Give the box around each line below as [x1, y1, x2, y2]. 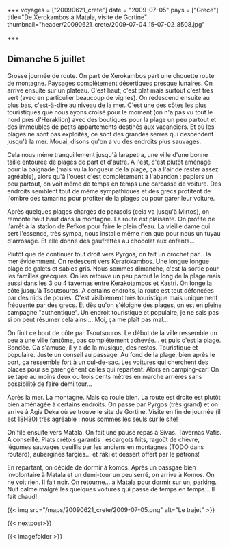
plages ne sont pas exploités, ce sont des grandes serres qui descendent [7, 130, 214, 138]
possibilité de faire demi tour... [7, 380, 92, 388]
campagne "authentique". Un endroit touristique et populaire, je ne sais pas [7, 308, 219, 316]
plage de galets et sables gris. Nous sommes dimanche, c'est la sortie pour [7, 264, 219, 273]
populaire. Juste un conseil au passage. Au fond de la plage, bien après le [7, 350, 215, 358]
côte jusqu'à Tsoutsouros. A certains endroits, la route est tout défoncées [7, 286, 214, 294]
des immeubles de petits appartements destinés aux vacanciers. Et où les [7, 123, 215, 131]
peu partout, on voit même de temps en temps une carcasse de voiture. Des [7, 180, 221, 188]
